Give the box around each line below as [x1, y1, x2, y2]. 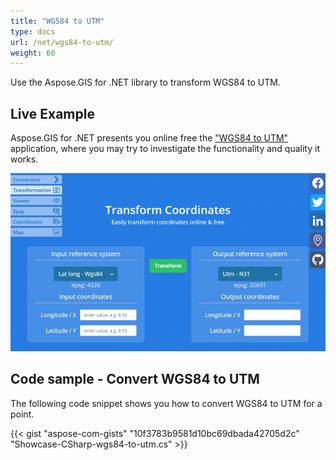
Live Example [10, 105, 95, 122]
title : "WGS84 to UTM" [10, 16, 105, 26]
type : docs [10, 26, 56, 37]
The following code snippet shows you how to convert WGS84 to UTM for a [10, 397, 323, 409]
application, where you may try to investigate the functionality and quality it [10, 143, 320, 155]
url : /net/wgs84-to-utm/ [10, 37, 114, 47]
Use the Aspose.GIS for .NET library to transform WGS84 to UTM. [10, 76, 281, 89]
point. [10, 408, 35, 420]
